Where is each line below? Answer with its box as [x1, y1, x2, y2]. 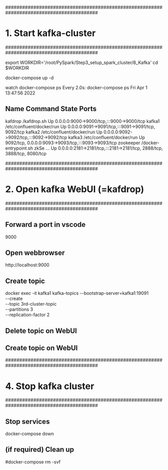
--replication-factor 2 [5, 312, 50, 318]
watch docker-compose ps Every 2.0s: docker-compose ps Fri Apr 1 [5, 84, 148, 90]
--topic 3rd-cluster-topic [5, 301, 57, 307]
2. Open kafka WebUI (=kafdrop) [5, 183, 144, 195]
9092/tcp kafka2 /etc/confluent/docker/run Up [5, 129, 103, 135]
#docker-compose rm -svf [5, 459, 61, 465]
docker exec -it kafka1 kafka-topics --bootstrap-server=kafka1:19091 [5, 290, 149, 296]
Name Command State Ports [5, 105, 97, 113]
